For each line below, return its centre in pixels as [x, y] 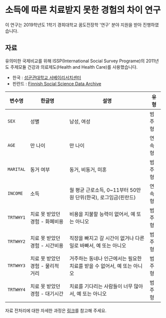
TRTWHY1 [17, 217]
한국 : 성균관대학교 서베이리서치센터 [47, 78]
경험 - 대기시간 [47, 293]
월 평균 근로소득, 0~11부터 [99, 190]
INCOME [15, 193]
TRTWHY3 [17, 265]
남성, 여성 [80, 121]
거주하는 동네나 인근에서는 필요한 [105, 258]
